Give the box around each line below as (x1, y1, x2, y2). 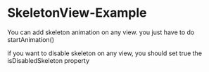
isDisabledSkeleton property (7, 56, 90, 64)
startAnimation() (7, 35, 55, 43)
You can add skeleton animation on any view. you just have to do (7, 28, 195, 36)
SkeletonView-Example (7, 5, 147, 21)
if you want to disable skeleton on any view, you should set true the (7, 49, 203, 57)
